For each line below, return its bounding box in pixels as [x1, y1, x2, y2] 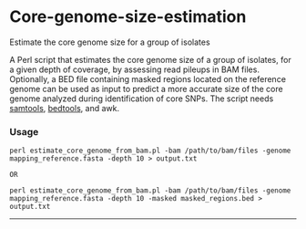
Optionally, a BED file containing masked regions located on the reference [9, 73, 287, 84]
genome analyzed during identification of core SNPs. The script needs [9, 93, 274, 104]
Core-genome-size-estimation [9, 6, 247, 27]
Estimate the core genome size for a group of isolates [9, 36, 211, 47]
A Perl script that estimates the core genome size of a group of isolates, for [9, 54, 291, 65]
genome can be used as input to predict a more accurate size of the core [9, 83, 284, 94]
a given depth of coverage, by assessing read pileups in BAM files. [9, 64, 260, 75]
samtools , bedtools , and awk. [9, 102, 120, 113]
